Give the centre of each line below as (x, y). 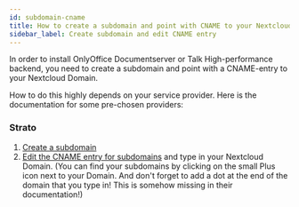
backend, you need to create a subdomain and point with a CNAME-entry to (148, 68)
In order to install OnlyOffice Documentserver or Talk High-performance (141, 60)
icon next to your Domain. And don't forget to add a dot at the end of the (155, 175)
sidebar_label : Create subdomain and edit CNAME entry (113, 34)
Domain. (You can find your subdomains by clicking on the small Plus (149, 166)
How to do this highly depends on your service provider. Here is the (133, 95)
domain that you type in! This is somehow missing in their (127, 185)
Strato (23, 128)
